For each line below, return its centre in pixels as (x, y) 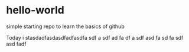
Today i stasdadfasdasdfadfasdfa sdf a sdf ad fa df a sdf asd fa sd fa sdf (95, 37)
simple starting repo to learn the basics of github (66, 26)
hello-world (35, 10)
